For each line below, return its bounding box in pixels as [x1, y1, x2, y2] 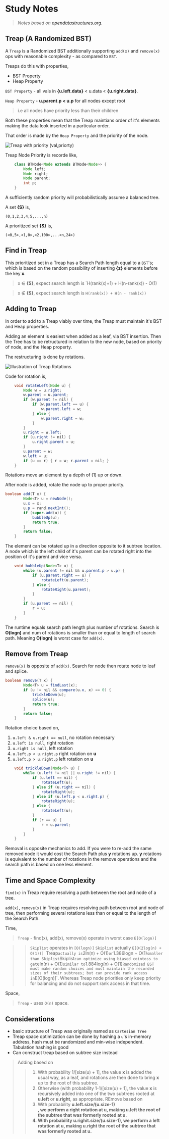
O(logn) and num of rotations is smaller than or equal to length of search [5, 629, 156, 635]
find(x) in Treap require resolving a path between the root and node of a [5, 889, 156, 896]
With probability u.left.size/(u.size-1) [37, 1101, 116, 1107]
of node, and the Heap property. [5, 344, 72, 350]
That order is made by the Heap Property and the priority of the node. [5, 132, 149, 138]
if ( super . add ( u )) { [23, 510, 66, 515]
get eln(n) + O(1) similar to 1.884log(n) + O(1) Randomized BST [30, 961, 154, 967]
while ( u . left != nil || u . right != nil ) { [23, 771, 116, 776]
